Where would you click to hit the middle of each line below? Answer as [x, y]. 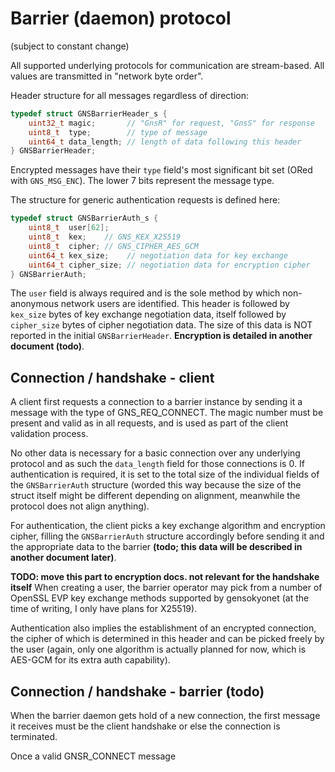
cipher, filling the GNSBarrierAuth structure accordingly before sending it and [167, 536]
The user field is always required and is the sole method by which [145, 293]
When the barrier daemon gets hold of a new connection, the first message [165, 716]
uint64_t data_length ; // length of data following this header [165, 142]
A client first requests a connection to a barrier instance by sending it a [156, 402]
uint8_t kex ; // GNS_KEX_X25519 [105, 237]
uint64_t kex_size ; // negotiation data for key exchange [158, 255]
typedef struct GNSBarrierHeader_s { [89, 113]
